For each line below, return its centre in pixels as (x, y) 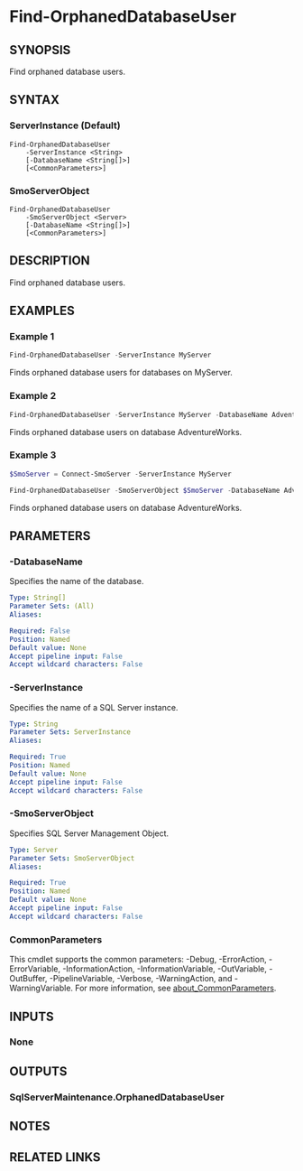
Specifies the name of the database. (77, 581)
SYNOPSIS (40, 50)
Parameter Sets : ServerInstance (70, 732)
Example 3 (33, 455)
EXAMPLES (42, 311)
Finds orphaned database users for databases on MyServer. (121, 373)
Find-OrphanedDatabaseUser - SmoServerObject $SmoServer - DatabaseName (145, 490)
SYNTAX (35, 100)
